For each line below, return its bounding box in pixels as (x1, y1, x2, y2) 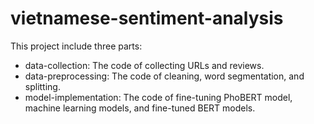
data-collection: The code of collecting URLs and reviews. (24, 59, 265, 71)
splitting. (24, 80, 61, 92)
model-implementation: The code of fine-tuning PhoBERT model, (24, 91, 293, 103)
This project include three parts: (10, 40, 143, 52)
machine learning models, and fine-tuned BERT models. (24, 102, 256, 114)
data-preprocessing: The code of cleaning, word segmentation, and (24, 70, 305, 82)
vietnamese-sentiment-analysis (10, 7, 284, 30)
